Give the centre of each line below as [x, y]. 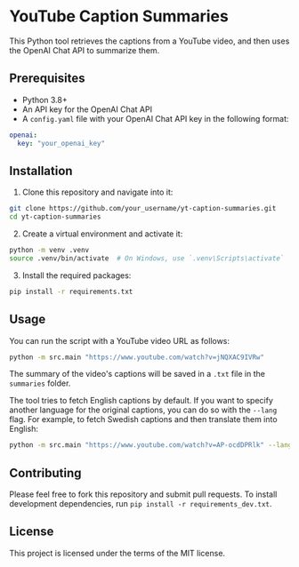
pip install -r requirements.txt [71, 291]
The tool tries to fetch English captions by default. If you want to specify [141, 401]
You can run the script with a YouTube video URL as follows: [119, 340]
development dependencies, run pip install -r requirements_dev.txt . [141, 504]
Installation [41, 171]
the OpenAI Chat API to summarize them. [85, 50]
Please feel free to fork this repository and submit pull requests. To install [143, 494]
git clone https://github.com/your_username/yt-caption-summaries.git [143, 209]
